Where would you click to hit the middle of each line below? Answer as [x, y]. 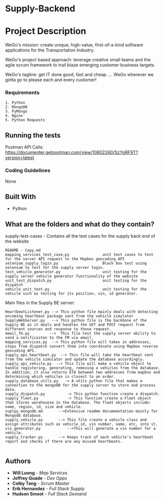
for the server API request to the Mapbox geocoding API [65, 259]
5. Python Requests [25, 120]
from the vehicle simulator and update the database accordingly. [75, 359]
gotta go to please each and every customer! [51, 80]
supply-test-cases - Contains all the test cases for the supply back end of [80, 236]
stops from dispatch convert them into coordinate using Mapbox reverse [82, 346]
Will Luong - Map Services [40, 473]
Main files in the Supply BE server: [40, 303]
